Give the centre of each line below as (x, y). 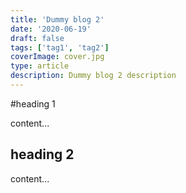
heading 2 (42, 154)
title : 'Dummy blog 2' (57, 19)
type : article (40, 66)
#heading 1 (33, 103)
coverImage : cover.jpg (57, 57)
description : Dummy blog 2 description (93, 76)
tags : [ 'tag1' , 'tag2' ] (60, 47)
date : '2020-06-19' (51, 29)
